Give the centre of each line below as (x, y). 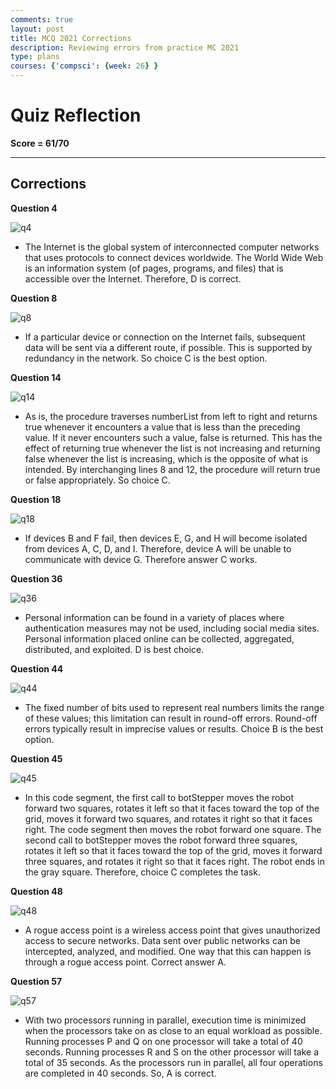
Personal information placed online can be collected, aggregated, (159, 638)
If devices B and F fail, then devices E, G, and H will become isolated (166, 538)
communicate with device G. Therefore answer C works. (141, 559)
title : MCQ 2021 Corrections (71, 38)
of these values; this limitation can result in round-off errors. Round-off (171, 718)
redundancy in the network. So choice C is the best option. (146, 358)
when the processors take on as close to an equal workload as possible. (173, 1030)
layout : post (37, 29)
